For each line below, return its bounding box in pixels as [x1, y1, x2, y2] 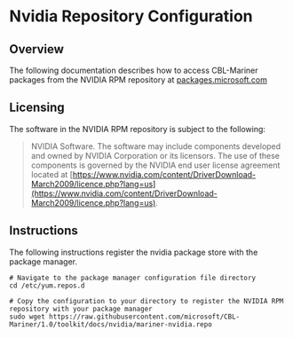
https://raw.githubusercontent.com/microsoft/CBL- [48, 312, 241, 321]
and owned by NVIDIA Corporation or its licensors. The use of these [30, 150, 280, 161]
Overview [9, 42, 65, 57]
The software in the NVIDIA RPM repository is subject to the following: [9, 123, 266, 134]
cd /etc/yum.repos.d [9, 281, 86, 290]
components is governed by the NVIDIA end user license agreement [30, 160, 281, 170]
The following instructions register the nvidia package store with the [9, 247, 258, 257]
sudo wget [9, 312, 46, 321]
